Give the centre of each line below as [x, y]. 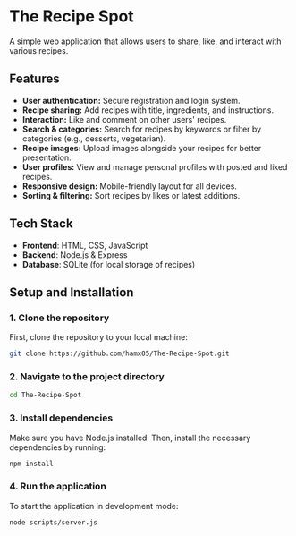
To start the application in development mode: [94, 506]
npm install [31, 464]
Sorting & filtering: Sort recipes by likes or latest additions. [131, 195]
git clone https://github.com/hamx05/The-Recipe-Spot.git [119, 354]
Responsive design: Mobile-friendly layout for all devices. [129, 186]
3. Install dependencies [61, 418]
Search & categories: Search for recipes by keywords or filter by [142, 129]
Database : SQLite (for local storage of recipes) [109, 264]
